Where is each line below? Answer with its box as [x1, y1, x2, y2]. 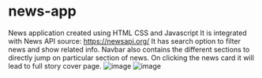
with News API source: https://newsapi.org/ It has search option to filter [8, 36, 241, 45]
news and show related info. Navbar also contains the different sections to [8, 44, 250, 54]
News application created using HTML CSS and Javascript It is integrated [8, 28, 247, 37]
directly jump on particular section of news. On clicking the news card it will [8, 53, 255, 62]
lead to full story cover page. [8, 61, 102, 70]
